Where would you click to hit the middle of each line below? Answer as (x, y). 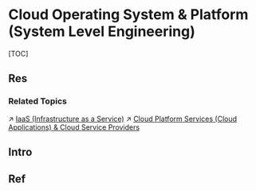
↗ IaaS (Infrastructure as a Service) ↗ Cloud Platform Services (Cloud (123, 119)
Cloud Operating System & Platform (128, 15)
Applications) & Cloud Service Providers (74, 127)
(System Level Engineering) (102, 31)
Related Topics (38, 101)
